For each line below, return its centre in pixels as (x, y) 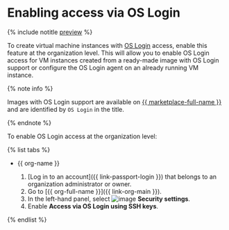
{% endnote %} (29, 122)
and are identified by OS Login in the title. (66, 109)
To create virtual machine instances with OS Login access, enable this (107, 45)
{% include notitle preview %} (50, 32)
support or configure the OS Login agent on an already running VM (103, 67)
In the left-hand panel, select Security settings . (109, 199)
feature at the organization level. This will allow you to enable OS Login (108, 53)
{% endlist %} (27, 220)
